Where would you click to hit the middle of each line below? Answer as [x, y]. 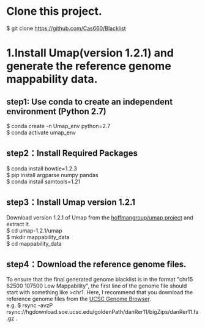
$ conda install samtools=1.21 [43, 181]
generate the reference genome [89, 66]
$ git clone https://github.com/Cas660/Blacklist [66, 28]
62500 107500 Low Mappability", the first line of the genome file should [97, 286]
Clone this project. [54, 11]
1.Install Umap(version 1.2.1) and [90, 53]
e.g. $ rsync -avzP [30, 305]
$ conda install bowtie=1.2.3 [42, 168]
